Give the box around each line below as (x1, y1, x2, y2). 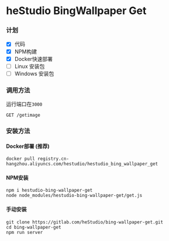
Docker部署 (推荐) (6, 142, 50, 150)
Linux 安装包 (14, 63, 45, 70)
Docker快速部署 (14, 55, 53, 62)
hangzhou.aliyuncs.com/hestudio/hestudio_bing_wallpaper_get (6, 161, 158, 167)
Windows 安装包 (14, 70, 54, 77)
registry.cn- (37, 156, 69, 162)
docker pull (6, 156, 35, 162)
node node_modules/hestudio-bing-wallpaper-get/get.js (6, 192, 143, 199)
